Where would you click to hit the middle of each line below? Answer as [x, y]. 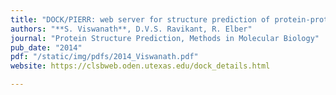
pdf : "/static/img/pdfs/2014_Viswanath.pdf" [104, 57]
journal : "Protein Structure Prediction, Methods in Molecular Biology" [165, 38]
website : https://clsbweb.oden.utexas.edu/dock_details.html [140, 66]
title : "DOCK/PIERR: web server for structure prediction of [140, 19]
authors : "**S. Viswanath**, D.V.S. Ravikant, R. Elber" [131, 29]
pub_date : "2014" [46, 47]
